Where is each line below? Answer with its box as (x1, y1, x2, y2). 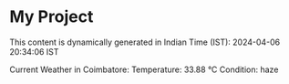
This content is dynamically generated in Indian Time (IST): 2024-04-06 (9, 37, 281, 47)
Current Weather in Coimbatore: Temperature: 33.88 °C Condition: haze (9, 64, 279, 75)
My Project (9, 6, 94, 27)
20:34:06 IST (9, 46, 59, 57)
